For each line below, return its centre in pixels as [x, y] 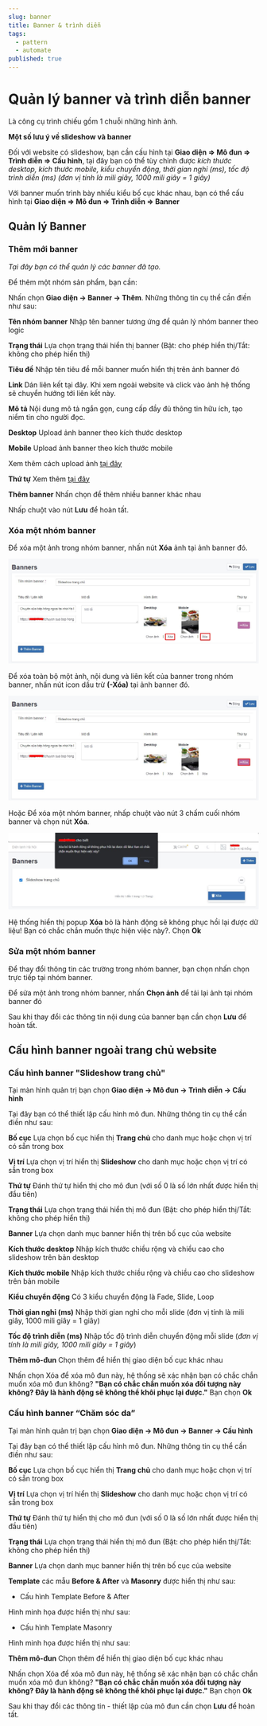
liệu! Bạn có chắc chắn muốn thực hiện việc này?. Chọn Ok [105, 931]
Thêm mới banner [43, 249]
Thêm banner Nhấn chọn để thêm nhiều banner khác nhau [104, 494]
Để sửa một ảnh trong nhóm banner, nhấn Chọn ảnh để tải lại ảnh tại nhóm [130, 993]
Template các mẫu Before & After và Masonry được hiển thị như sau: [122, 1581]
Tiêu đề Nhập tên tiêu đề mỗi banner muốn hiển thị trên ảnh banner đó [124, 369]
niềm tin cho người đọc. [47, 417]
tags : [17, 33]
